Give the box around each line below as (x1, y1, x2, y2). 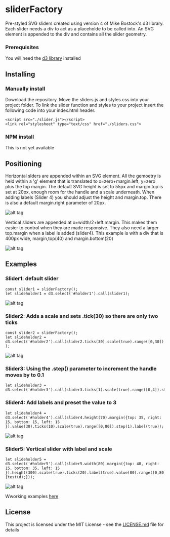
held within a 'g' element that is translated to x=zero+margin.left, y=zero (5, 178, 156, 184)
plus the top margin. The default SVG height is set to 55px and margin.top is (5, 184, 163, 190)
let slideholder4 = (5, 410, 47, 416)
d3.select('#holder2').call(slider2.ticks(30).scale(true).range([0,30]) (5, 339, 164, 345)
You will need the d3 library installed (5, 55, 81, 61)
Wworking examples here (5, 493, 59, 499)
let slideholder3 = (5, 383, 47, 388)
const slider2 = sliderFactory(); (5, 331, 78, 336)
